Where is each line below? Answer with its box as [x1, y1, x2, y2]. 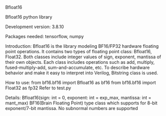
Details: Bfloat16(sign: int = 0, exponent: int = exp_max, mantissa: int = [5, 95, 151, 100]
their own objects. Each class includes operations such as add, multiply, [5, 59, 155, 65]
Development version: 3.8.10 [5, 24, 64, 30]
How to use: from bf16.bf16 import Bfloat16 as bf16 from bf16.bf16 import [5, 80, 156, 85]
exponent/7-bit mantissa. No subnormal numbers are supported [5, 105, 138, 111]
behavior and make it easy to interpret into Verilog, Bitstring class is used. [5, 70, 158, 76]
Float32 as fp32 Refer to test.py [5, 85, 72, 91]
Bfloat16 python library [5, 14, 52, 20]
